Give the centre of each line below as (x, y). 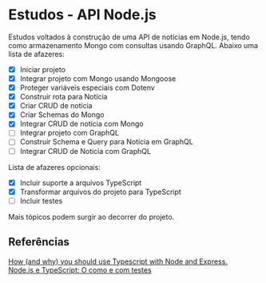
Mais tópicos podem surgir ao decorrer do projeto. (91, 216)
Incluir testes (41, 200)
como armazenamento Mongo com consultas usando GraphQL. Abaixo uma (133, 45)
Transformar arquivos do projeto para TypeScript (100, 192)
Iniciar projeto (43, 69)
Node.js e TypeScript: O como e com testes (80, 269)
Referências (39, 242)
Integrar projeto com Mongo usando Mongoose (98, 79)
